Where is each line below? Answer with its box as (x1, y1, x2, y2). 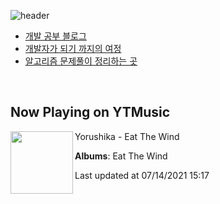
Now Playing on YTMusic (10, 104, 171, 121)
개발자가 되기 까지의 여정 (24, 43, 122, 54)
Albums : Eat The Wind (74, 150, 168, 162)
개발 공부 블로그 (24, 30, 87, 42)
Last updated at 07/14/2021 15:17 (74, 169, 210, 181)
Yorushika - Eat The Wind (74, 130, 180, 142)
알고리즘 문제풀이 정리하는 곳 (24, 55, 138, 67)
